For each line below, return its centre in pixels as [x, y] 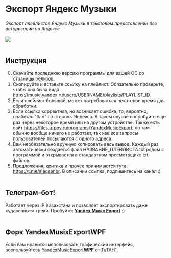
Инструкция [26, 61]
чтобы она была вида [36, 89]
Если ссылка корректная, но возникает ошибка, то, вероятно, [80, 111]
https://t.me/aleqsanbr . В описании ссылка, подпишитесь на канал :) [87, 171]
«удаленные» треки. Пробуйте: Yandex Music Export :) [65, 210]
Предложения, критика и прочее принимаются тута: [70, 166]
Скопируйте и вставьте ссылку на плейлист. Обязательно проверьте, [89, 84]
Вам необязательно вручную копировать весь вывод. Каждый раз [86, 144]
